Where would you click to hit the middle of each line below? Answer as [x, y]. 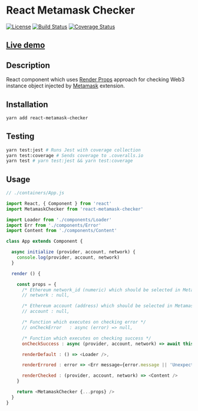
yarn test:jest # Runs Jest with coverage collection [74, 150]
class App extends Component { [44, 242]
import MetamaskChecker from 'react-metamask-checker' [75, 209]
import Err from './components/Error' [54, 225]
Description [28, 65]
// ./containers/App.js [35, 193]
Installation [27, 104]
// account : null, [45, 311]
